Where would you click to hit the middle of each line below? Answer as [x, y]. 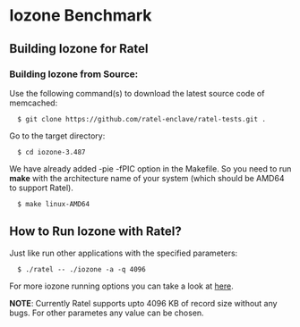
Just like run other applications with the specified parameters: [124, 253]
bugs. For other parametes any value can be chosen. [107, 313]
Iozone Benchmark [81, 16]
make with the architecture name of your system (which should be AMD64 [147, 178]
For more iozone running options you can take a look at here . [122, 286]
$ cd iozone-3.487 [52, 152]
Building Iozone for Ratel [79, 49]
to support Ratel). [41, 188]
